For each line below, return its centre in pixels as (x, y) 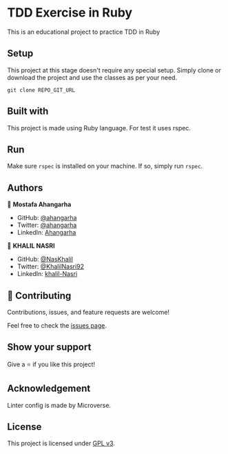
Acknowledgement (49, 389)
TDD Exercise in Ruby (70, 13)
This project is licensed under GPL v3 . (61, 444)
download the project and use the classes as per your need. (92, 77)
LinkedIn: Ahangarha (46, 233)
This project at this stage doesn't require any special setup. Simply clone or (114, 70)
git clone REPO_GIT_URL (41, 90)
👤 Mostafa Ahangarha (39, 204)
